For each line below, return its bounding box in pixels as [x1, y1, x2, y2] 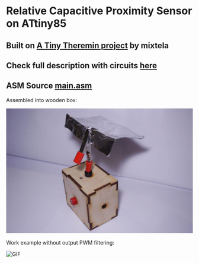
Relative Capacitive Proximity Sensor [6, 4, 192, 18]
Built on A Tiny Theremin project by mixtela [6, 40, 169, 50]
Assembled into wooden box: [6, 96, 78, 103]
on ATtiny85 [6, 17, 67, 30]
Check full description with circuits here [6, 61, 158, 71]
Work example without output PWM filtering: [6, 239, 114, 246]
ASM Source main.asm [6, 81, 92, 91]
